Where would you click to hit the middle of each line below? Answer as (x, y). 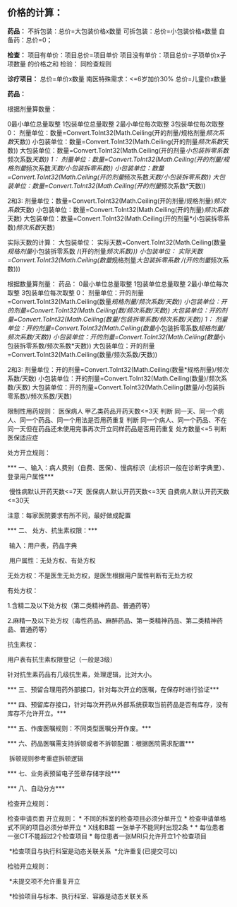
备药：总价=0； (30, 40)
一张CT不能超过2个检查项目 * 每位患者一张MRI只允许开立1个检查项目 (107, 836)
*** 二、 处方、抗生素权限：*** (52, 530)
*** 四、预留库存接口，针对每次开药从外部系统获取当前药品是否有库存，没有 (118, 704)
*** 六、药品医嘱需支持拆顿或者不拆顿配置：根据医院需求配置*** (101, 743)
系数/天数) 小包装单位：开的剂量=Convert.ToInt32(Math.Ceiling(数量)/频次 (114, 378)
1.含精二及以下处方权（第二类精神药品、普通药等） (80, 605)
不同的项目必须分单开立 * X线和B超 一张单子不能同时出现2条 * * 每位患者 (119, 827)
